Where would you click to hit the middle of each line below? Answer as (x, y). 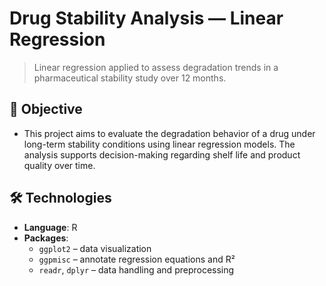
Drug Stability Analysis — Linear (146, 18)
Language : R (50, 227)
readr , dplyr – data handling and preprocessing (136, 269)
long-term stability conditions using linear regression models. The (159, 144)
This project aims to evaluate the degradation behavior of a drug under (169, 133)
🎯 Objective (46, 109)
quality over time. (59, 165)
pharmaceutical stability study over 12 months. (130, 78)
